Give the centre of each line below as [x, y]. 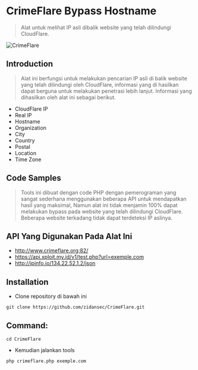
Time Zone [28, 159]
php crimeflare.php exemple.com [46, 361]
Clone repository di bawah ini [51, 296]
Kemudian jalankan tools [45, 350]
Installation [27, 282]
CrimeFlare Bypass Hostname [81, 11]
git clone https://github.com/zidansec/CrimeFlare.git [76, 308]
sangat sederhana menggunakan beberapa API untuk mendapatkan [103, 199]
